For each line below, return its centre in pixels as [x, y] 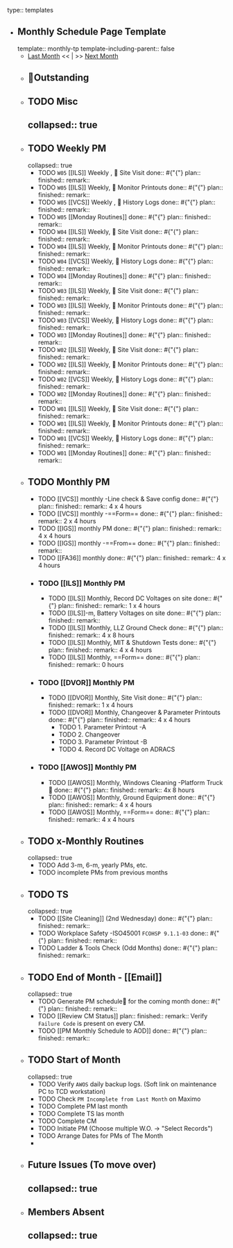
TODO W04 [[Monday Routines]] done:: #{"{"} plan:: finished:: [124, 276]
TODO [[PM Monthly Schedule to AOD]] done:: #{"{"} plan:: [122, 1031]
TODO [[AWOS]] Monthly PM [87, 768]
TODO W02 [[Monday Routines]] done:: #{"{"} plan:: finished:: [124, 394]
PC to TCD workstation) [72, 1091]
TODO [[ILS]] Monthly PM [81, 583]
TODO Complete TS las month [81, 1113]
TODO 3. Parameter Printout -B [103, 742]
